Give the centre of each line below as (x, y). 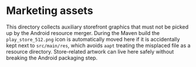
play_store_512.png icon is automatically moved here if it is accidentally (93, 39)
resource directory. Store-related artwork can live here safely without (90, 51)
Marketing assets (50, 11)
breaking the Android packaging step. (52, 58)
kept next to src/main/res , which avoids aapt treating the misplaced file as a (98, 45)
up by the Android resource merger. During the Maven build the (83, 33)
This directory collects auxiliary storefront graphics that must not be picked (97, 27)
